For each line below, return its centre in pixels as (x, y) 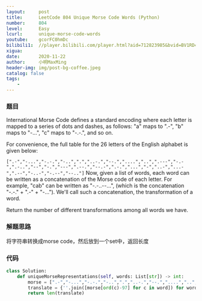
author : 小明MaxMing (36, 62)
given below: (22, 151)
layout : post (28, 12)
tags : (13, 79)
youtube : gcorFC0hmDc (37, 40)
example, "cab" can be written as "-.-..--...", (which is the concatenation (95, 186)
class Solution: (26, 271)
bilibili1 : (20, 46)
